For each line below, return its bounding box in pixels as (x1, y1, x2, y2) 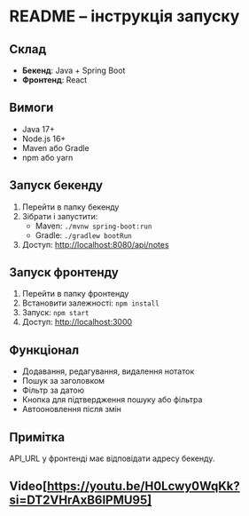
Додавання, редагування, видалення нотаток (21, 366, 195, 377)
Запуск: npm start (21, 307, 89, 318)
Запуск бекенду (9, 178, 104, 193)
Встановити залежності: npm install (21, 298, 160, 308)
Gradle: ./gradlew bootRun (35, 229, 132, 241)
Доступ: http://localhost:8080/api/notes (21, 239, 170, 250)
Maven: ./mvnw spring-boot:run (35, 220, 152, 231)
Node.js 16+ (21, 133, 66, 144)
